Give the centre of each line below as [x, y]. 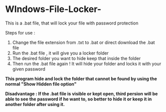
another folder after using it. [35, 104]
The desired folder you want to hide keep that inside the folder [77, 58]
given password [29, 69]
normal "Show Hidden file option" [41, 84]
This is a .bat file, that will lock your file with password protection [72, 23]
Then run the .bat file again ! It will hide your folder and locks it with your [87, 63]
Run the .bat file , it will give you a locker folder [60, 53]
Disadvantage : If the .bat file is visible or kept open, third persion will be [82, 93]
